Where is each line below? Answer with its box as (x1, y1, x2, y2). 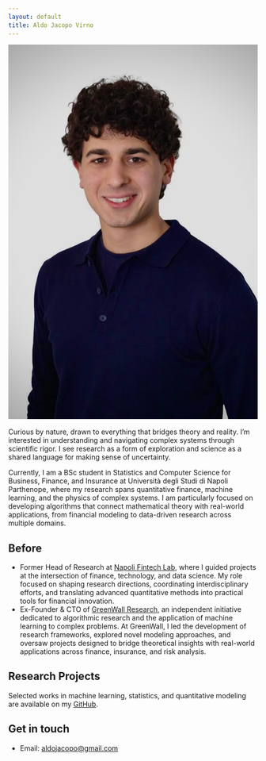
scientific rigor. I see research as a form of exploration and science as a (8, 444, 242, 454)
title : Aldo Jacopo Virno (8, 21, 93, 29)
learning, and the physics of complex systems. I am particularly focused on (8, 493, 253, 503)
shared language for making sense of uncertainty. (8, 452, 171, 462)
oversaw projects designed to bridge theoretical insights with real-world (19, 638, 256, 648)
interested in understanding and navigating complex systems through (8, 436, 235, 445)
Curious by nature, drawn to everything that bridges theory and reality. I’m (8, 427, 251, 436)
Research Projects (8, 670, 101, 683)
